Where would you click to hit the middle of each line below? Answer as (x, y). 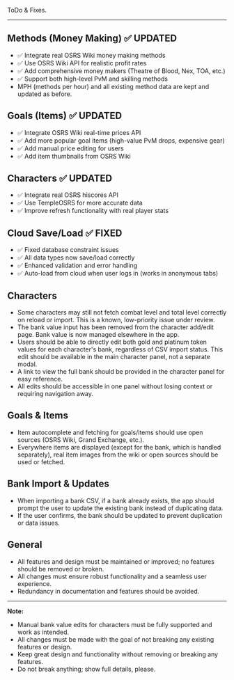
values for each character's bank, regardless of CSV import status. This (120, 349)
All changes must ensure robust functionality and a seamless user (112, 576)
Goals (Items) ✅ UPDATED (65, 116)
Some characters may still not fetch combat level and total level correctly (122, 313)
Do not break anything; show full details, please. (86, 669)
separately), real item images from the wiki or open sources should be (118, 454)
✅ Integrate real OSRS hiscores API (68, 195)
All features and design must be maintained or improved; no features (116, 561)
